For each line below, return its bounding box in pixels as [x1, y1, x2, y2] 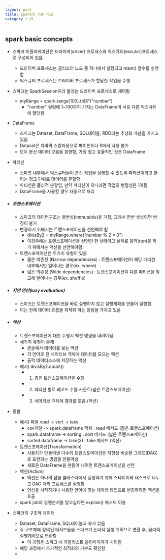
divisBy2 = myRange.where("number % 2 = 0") [27, 232, 123, 238]
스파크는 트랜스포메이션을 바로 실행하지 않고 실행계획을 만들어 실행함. [19, 301, 153, 307]
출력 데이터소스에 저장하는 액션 [27, 357, 87, 363]
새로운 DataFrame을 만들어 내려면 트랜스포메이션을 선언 [27, 462, 135, 468]
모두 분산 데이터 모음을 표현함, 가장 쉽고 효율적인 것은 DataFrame [19, 149, 146, 155]
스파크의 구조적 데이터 [12, 510, 55, 516]
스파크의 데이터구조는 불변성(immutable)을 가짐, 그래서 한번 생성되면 [19, 214, 152, 220]
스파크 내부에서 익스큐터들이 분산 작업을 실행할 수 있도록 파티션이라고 [19, 170, 153, 176]
